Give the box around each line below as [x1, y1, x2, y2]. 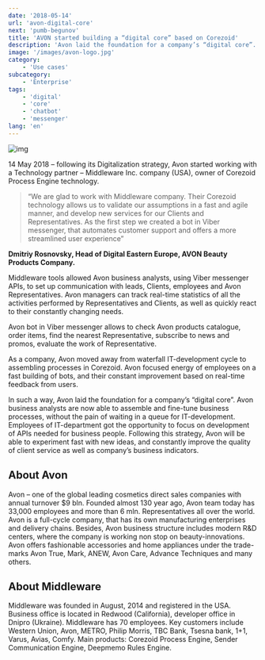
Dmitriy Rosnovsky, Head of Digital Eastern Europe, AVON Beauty [8, 249, 228, 259]
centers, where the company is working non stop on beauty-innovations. [8, 531, 245, 541]
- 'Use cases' [22, 63, 69, 71]
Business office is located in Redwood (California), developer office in [8, 609, 236, 619]
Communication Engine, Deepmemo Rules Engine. [8, 643, 172, 653]
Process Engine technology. [8, 176, 100, 186]
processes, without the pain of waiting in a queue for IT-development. [8, 412, 236, 421]
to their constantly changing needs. [8, 306, 124, 316]
